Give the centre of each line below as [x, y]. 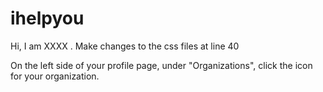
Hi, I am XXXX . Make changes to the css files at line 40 [125, 46]
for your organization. [55, 76]
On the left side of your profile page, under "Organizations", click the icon [161, 65]
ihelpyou [47, 18]
